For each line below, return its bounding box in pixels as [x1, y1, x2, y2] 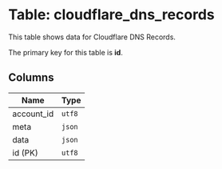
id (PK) [12, 147, 38, 158]
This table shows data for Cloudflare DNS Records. [8, 32, 176, 42]
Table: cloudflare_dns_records [8, 6, 215, 24]
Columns [8, 70, 54, 85]
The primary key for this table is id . [8, 47, 124, 57]
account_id [12, 108, 54, 119]
